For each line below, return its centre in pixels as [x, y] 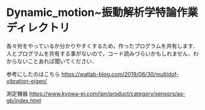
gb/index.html [24, 100]
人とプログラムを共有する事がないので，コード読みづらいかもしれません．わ [102, 53]
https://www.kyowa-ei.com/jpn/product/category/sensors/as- [107, 94]
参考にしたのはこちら [33, 74]
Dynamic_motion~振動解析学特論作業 [102, 13]
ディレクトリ [38, 28]
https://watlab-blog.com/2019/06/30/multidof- [120, 74]
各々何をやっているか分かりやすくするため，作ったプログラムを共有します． [102, 46]
